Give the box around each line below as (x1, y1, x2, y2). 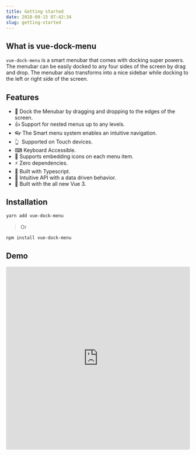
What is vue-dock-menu (6, 41, 97, 51)
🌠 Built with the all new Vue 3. (14, 180, 86, 187)
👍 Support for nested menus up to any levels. (14, 121, 125, 128)
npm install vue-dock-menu (6, 235, 72, 241)
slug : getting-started (6, 19, 61, 25)
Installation (6, 197, 48, 207)
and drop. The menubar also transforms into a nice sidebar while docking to (6, 69, 188, 76)
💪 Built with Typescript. (14, 168, 71, 175)
